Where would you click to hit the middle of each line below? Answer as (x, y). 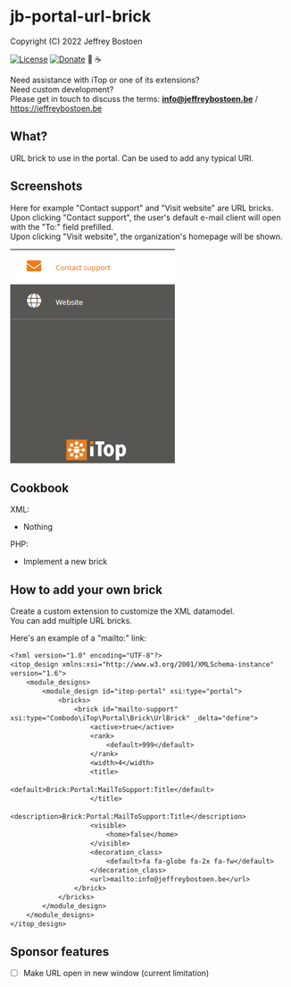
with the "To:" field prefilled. (62, 226)
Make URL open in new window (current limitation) (116, 973)
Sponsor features (60, 952)
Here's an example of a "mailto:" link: (78, 638)
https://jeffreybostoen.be (56, 108)
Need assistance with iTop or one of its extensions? (105, 80)
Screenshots (46, 187)
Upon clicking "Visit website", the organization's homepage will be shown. (146, 236)
